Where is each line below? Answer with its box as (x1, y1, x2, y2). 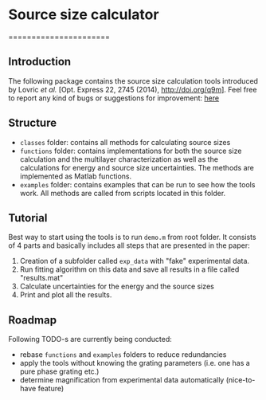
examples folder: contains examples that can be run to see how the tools (19, 179, 256, 189)
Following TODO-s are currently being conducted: (8, 335, 173, 344)
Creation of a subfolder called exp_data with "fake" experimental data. (19, 257, 249, 266)
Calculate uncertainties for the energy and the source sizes (19, 281, 215, 292)
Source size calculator (8, 6, 159, 24)
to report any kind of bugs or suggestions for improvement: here (8, 93, 220, 103)
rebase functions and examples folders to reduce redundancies (19, 350, 227, 359)
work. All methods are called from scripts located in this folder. (19, 188, 226, 198)
